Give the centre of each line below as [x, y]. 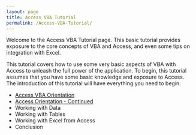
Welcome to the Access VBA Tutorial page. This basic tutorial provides [94, 40]
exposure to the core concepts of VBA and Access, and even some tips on [98, 46]
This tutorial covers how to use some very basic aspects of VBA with [91, 64]
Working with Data [38, 108]
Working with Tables [40, 114]
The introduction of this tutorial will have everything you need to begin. [94, 83]
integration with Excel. [34, 53]
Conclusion [29, 127]
